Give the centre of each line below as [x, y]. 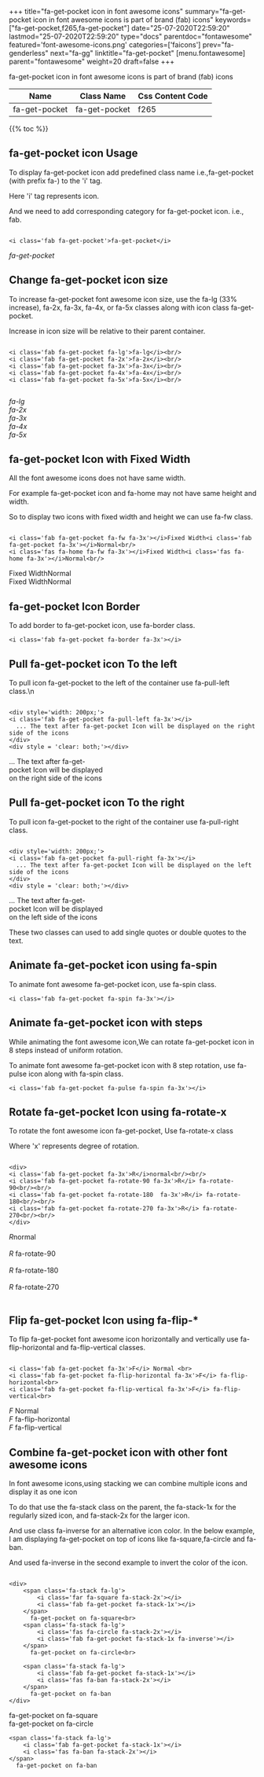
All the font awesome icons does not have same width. [97, 478]
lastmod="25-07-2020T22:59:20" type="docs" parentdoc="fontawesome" [130, 36]
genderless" [29, 53]
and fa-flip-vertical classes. [101, 1348]
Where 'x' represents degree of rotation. [74, 1146]
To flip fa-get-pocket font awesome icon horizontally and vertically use [124, 1339]
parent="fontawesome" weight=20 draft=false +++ [92, 61]
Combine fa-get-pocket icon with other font [118, 1452]
